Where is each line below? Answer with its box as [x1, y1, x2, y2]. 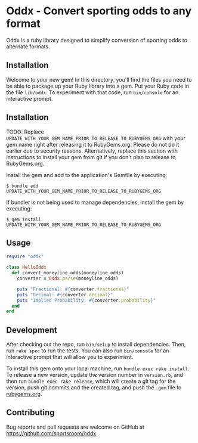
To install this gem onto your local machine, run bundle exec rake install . [6, 365, 190, 372]
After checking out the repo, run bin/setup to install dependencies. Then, [6, 341, 186, 348]
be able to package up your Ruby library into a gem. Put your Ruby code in [6, 82, 190, 89]
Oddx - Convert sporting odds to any [6, 4, 192, 18]
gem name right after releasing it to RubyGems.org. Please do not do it [6, 141, 180, 148]
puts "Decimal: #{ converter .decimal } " [17, 292, 113, 298]
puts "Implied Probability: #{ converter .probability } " [17, 297, 156, 303]
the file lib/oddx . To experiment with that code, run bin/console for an [6, 88, 179, 96]
